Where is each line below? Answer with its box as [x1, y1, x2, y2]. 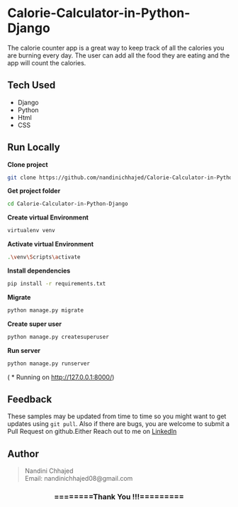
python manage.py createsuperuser [7, 333, 110, 340]
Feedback [7, 393, 52, 405]
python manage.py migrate [7, 307, 84, 314]
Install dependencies [7, 266, 71, 275]
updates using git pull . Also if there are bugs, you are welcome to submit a [7, 420, 230, 428]
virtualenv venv [7, 227, 55, 234]
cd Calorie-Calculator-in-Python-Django [7, 200, 129, 207]
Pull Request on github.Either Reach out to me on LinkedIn [7, 427, 177, 436]
